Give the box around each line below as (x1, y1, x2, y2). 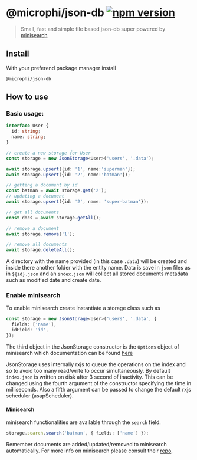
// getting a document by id (6, 182, 78, 188)
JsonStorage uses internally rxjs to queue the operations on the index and (6, 360, 186, 368)
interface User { (6, 123, 49, 129)
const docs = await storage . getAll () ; (6, 215, 101, 221)
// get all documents (6, 209, 60, 215)
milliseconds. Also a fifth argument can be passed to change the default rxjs (6, 386, 192, 393)
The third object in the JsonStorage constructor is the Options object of (6, 343, 180, 350)
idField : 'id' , (11, 327, 49, 333)
